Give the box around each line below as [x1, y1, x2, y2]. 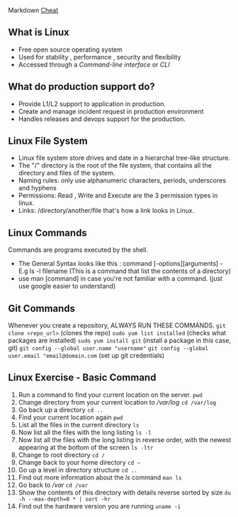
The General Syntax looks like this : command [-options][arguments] [18, 260, 219, 268]
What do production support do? [8, 81, 155, 93]
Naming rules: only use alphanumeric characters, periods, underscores [18, 176, 226, 185]
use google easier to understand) [18, 282, 116, 291]
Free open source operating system [18, 45, 123, 54]
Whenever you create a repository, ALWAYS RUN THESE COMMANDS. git [8, 321, 226, 330]
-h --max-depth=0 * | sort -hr [18, 495, 111, 503]
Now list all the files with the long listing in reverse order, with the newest [18, 435, 232, 444]
